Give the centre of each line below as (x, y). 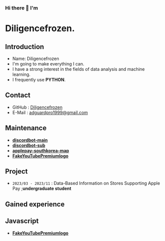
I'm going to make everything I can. (48, 63)
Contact (18, 95)
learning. (21, 74)
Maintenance (26, 128)
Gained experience (35, 204)
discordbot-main (30, 140)
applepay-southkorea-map (41, 150)
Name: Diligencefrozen (36, 59)
